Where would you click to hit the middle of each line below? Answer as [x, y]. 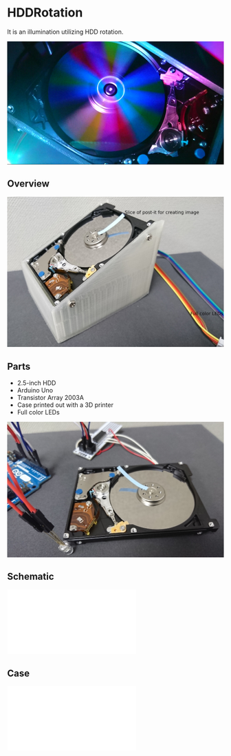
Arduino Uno [35, 390]
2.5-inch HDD [36, 383]
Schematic [31, 577]
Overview [29, 184]
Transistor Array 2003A [51, 398]
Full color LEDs [38, 412]
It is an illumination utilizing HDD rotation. [65, 32]
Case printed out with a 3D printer [65, 405]
